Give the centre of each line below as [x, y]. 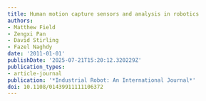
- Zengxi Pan [27, 34]
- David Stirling [33, 41]
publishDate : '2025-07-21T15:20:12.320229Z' [74, 60]
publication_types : [36, 67]
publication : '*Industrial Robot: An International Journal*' [102, 80]
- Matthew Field [31, 27]
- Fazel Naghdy [30, 47]
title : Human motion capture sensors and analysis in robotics [103, 14]
